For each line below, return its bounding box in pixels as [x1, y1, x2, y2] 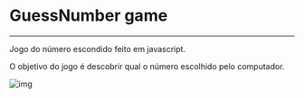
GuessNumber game [9, 5, 168, 26]
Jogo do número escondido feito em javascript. [9, 43, 186, 54]
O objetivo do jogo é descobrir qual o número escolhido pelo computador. [9, 60, 285, 72]
